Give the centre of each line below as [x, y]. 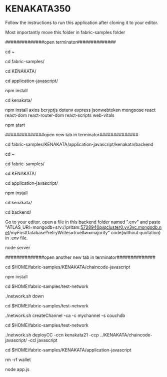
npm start [15, 125]
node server [18, 247]
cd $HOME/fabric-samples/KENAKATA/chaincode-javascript [68, 267]
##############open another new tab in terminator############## [80, 257]
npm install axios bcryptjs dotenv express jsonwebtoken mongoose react [80, 110]
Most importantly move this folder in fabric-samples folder [65, 32]
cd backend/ [18, 212]
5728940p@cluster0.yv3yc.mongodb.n [121, 227]
